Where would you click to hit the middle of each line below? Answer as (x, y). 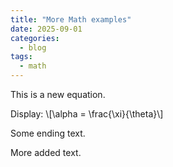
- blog (33, 47)
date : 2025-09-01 (46, 29)
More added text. (46, 152)
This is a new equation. (58, 94)
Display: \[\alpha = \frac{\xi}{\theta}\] (87, 114)
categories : (35, 38)
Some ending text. (48, 133)
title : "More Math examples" (71, 19)
